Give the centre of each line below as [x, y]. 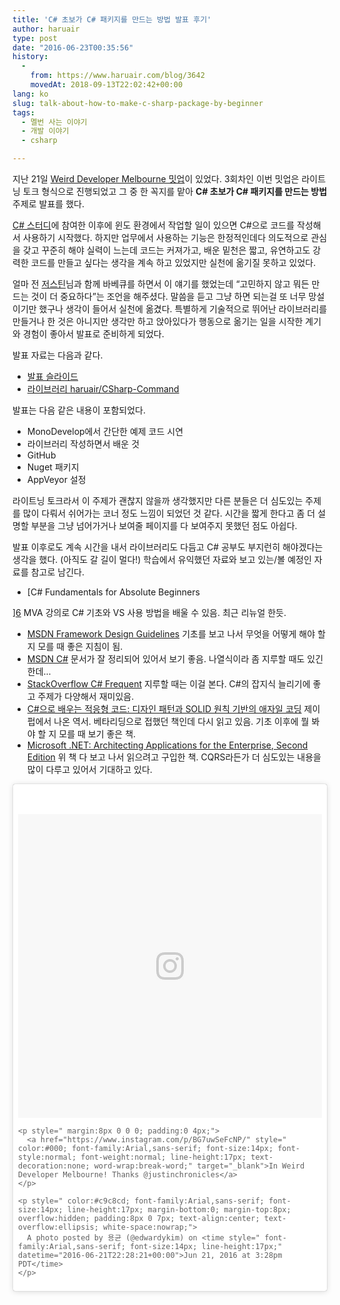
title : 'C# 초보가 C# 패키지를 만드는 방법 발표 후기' [112, 19]
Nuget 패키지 [53, 467]
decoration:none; [54, 1166]
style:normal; [47, 1157]
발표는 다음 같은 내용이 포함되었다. [79, 410]
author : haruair [46, 29]
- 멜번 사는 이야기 [54, 122]
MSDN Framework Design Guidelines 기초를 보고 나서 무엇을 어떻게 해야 [171, 634]
